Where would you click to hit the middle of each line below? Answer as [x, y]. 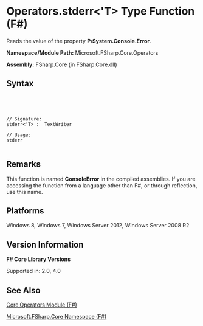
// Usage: [19, 135]
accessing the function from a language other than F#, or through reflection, [102, 185]
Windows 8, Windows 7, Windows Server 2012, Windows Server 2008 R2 [98, 226]
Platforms [25, 211]
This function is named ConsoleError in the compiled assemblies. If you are [101, 179]
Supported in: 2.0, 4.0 [33, 271]
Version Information [45, 244]
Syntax [20, 84]
